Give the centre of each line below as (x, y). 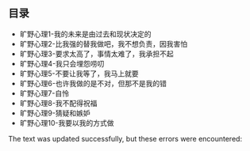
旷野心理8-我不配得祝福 (58, 103)
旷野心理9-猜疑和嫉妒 (55, 113)
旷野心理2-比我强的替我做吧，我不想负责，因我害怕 (104, 43)
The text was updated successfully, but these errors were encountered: (125, 138)
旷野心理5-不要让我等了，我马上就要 (79, 74)
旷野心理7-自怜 (44, 93)
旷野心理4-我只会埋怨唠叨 (62, 63)
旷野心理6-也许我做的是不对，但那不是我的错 (93, 83)
